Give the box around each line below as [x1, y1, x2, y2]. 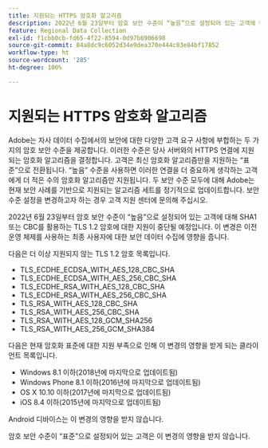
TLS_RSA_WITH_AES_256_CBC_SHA [19, 307, 140, 316]
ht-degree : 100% [8, 64, 62, 72]
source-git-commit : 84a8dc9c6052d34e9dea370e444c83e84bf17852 [8, 41, 219, 49]
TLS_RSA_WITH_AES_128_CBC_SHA [19, 298, 138, 308]
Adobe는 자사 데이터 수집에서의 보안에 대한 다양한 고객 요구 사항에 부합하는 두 [8, 135, 251, 144]
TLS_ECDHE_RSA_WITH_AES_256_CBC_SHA [19, 290, 167, 300]
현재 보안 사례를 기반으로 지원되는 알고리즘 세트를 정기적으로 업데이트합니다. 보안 [8, 185, 260, 195]
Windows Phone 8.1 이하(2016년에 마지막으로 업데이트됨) [19, 377, 201, 387]
